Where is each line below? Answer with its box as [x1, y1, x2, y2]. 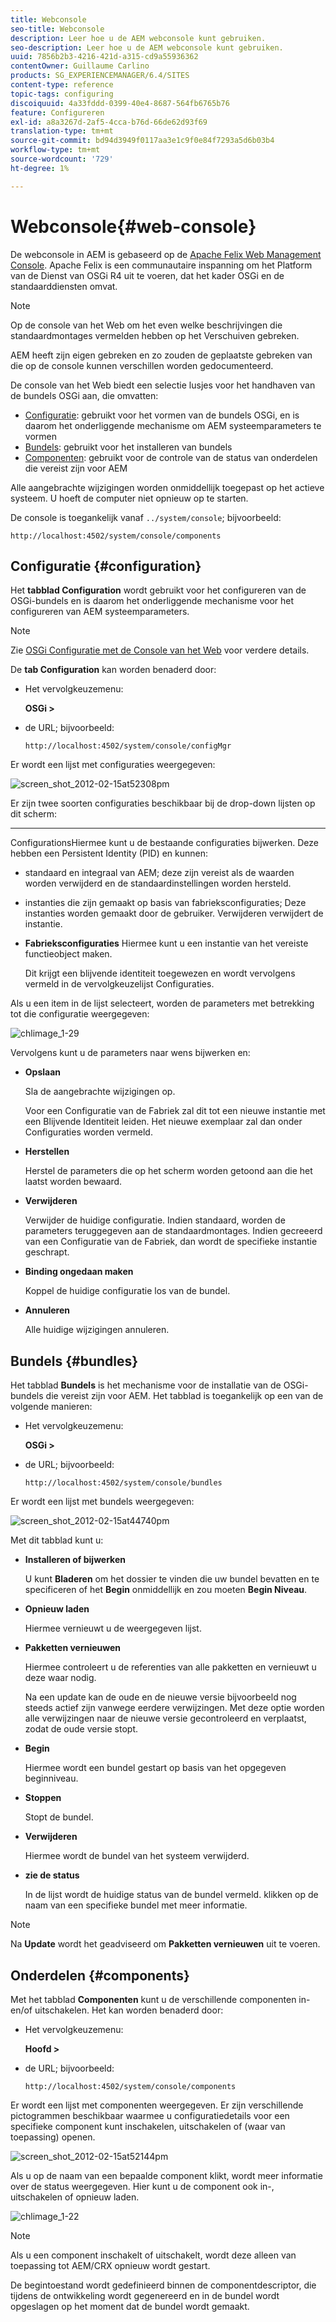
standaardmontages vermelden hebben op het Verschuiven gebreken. [10, 329, 300, 341]
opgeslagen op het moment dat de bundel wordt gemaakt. [10, 2301, 250, 2312]
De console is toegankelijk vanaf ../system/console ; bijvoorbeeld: [10, 511, 282, 523]
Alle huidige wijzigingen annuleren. [24, 1324, 170, 1336]
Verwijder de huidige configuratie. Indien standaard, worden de [24, 1214, 286, 1226]
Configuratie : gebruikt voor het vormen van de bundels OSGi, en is [24, 409, 300, 421]
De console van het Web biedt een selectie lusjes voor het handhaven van [10, 379, 316, 391]
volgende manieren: [10, 1401, 93, 1413]
